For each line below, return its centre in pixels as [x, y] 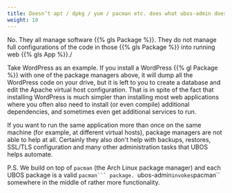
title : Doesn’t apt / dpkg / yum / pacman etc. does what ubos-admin [109, 13]
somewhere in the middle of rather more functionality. [84, 182]
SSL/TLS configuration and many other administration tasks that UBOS [108, 147]
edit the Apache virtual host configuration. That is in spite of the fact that [110, 90]
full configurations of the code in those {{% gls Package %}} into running [111, 47]
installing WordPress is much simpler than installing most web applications [113, 96]
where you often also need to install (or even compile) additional [98, 104]
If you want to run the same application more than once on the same [104, 125]
